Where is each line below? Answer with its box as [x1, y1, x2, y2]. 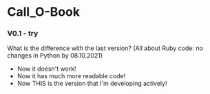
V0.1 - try [7, 29, 39, 38]
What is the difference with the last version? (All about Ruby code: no [7, 44, 203, 52]
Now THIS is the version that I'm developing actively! [17, 80, 167, 88]
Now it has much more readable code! [17, 72, 126, 80]
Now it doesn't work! [17, 64, 77, 73]
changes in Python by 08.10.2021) [7, 51, 103, 60]
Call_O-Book [7, 4, 81, 20]
